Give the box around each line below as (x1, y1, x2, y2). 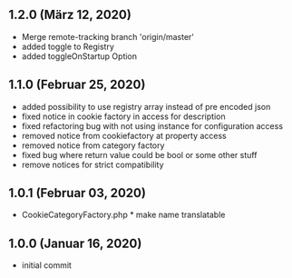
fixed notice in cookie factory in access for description (21, 111, 226, 122)
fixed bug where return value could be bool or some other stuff (21, 149, 258, 160)
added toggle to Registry (21, 41, 115, 52)
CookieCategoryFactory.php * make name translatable (21, 209, 226, 221)
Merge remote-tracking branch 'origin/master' (21, 31, 195, 42)
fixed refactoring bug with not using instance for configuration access (21, 120, 283, 131)
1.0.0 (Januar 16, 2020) (8, 235, 142, 251)
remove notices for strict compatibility (21, 159, 164, 170)
